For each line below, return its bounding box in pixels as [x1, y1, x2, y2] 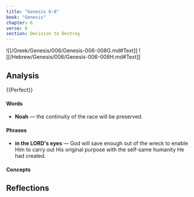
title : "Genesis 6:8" [6, 8, 60, 15]
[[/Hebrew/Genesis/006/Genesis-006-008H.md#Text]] [6, 53, 141, 61]
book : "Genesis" [6, 14, 46, 20]
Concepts [6, 166, 31, 173]
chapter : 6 [6, 20, 33, 26]
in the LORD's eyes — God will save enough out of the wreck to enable [14, 140, 188, 147]
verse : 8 [6, 25, 28, 31]
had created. [14, 152, 46, 160]
